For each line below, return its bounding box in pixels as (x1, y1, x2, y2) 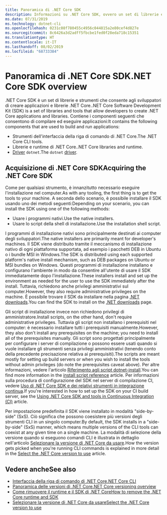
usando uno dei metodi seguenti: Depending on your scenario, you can (5, 201, 150, 206)
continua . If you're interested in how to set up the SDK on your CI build (5, 388, 149, 394)
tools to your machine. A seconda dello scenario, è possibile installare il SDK (5, 195, 162, 202)
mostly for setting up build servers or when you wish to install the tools (5, 356, 150, 362)
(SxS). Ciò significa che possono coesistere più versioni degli (16, 413, 143, 419)
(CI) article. (5, 399, 28, 405)
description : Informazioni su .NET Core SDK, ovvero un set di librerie (5, 12, 159, 17)
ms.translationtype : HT (5, 35, 55, 40)
